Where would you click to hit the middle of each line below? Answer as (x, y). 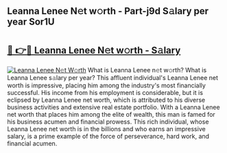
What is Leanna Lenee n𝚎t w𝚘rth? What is (147, 70)
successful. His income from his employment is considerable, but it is (105, 93)
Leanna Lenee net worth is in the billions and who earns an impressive (106, 129)
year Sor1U (31, 22)
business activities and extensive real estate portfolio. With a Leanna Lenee (114, 107)
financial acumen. (32, 143)
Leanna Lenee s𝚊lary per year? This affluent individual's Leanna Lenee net (112, 78)
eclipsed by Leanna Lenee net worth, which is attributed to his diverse (106, 100)
